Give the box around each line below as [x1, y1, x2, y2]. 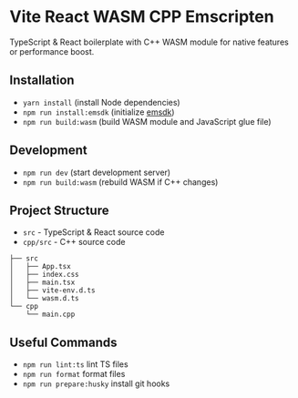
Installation [9, 73, 75, 88]
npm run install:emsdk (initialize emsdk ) [22, 107, 175, 117]
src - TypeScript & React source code [22, 227, 165, 238]
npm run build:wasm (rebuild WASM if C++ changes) [22, 176, 219, 188]
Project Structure [9, 202, 109, 218]
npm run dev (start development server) [22, 167, 171, 178]
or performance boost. [9, 46, 95, 56]
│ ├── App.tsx [9, 262, 71, 271]
